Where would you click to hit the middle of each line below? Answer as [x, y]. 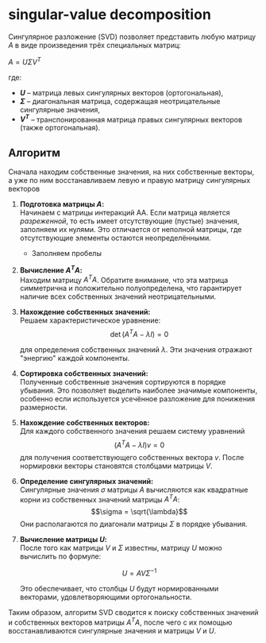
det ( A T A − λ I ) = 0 [139, 334]
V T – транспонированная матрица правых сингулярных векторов [131, 118]
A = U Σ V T [25, 61]
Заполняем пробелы [66, 254]
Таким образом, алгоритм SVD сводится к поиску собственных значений [133, 612]
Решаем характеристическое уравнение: [90, 320]
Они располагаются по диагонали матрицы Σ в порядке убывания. [133, 524]
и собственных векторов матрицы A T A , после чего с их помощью [120, 622]
